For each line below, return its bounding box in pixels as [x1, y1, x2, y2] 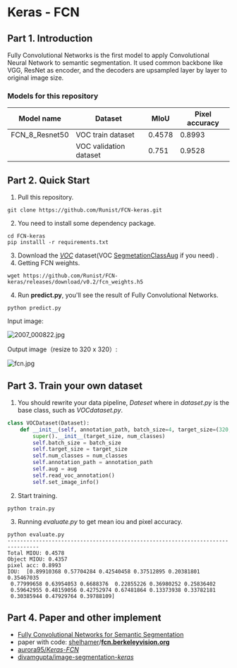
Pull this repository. [17, 193, 74, 202]
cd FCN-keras [7, 233, 46, 240]
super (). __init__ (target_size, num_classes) [32, 432, 166, 439]
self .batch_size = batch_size [32, 439, 121, 447]
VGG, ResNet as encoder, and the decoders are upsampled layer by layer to [7, 66, 227, 74]
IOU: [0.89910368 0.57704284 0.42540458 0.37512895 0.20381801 [7, 568, 200, 575]
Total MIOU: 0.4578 [7, 549, 65, 557]
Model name [18, 114, 61, 123]
